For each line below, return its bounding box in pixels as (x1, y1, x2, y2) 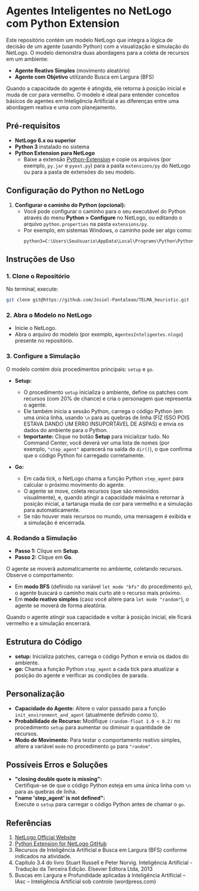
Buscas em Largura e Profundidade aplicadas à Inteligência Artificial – (14, 872, 185, 879)
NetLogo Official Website (14, 834, 76, 841)
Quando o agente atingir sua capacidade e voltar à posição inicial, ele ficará (6, 613, 191, 621)
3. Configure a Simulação (6, 352, 81, 360)
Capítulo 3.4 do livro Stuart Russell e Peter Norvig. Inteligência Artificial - (14, 859, 192, 866)
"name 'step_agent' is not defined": (14, 795, 105, 802)
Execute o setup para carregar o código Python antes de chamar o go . (14, 801, 185, 808)
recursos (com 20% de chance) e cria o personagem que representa (23, 395, 192, 402)
